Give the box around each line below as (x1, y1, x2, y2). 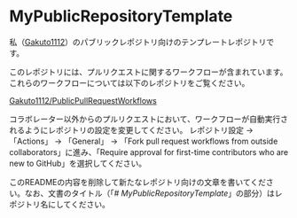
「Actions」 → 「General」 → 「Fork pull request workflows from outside (9, 136, 278, 146)
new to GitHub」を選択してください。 (9, 158, 147, 168)
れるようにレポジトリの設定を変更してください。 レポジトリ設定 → (9, 124, 254, 135)
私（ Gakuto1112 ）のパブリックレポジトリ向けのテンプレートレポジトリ (9, 36, 267, 47)
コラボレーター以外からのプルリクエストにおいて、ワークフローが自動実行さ (9, 113, 288, 124)
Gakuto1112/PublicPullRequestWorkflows (9, 95, 157, 105)
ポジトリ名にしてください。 (9, 199, 111, 209)
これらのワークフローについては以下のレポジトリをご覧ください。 (9, 77, 250, 88)
